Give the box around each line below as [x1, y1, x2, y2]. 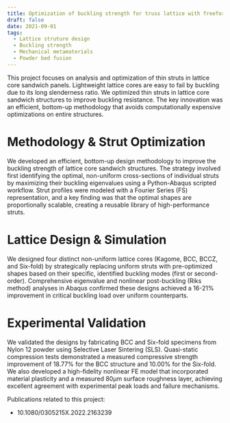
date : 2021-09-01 [7, 23, 57, 30]
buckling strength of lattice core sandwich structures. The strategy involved [7, 164, 221, 172]
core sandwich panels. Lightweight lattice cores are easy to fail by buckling [7, 80, 220, 89]
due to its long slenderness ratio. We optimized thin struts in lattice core [7, 88, 210, 96]
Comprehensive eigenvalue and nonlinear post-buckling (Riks [27, 276, 202, 285]
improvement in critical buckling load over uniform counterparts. [7, 291, 189, 299]
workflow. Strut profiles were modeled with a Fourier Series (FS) [7, 186, 188, 194]
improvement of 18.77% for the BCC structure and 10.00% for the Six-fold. [7, 360, 217, 368]
